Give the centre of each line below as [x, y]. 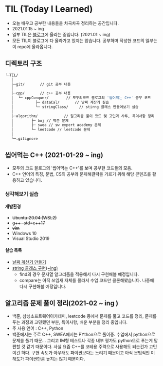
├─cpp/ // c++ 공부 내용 [41, 93]
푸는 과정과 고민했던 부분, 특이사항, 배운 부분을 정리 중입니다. [70, 322]
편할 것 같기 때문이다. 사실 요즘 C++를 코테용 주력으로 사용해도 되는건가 [80, 346]
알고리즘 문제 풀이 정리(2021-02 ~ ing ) [62, 303]
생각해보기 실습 [22, 194]
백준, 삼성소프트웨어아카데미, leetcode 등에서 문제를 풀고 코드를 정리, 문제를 [84, 316]
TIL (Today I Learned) [49, 9]
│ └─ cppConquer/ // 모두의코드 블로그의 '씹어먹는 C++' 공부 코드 [81, 98]
